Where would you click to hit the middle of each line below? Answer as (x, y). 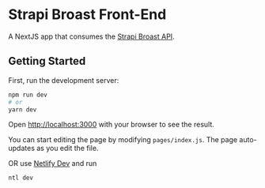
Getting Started (47, 61)
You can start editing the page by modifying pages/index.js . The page (123, 140)
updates (22, 149)
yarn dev (23, 109)
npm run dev (28, 95)
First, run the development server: (64, 80)
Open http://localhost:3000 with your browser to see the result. (112, 125)
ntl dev (21, 178)
